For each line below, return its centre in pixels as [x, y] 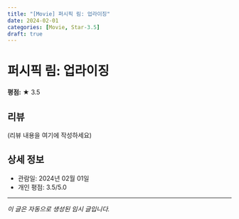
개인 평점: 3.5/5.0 [42, 187]
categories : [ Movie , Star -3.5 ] [54, 27]
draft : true [25, 34]
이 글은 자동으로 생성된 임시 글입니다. [59, 209]
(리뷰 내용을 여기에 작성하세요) [50, 135]
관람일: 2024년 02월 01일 [53, 178]
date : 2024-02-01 [33, 21]
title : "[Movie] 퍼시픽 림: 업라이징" [59, 14]
